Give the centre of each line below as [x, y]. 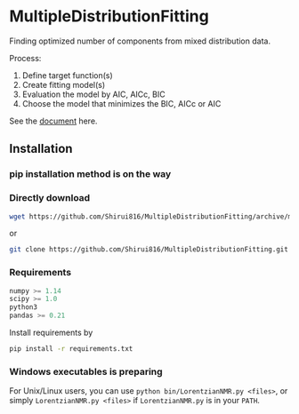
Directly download [50, 198]
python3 [24, 307]
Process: [25, 58]
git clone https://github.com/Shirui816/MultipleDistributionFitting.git [149, 250]
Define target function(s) [67, 75]
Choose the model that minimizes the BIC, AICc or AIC [121, 103]
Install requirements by [51, 333]
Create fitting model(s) [64, 84]
